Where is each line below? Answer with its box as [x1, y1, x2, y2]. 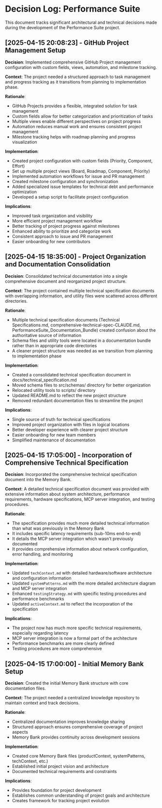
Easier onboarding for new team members [12, 432, 96, 438]
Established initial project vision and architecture [12, 763, 109, 769]
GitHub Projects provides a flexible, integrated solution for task [12, 103, 137, 109]
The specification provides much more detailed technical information [12, 521, 150, 526]
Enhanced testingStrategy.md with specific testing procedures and [12, 591, 147, 597]
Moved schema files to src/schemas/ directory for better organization [12, 382, 151, 388]
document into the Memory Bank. [5, 477, 72, 483]
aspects [12, 729, 28, 735]
